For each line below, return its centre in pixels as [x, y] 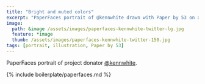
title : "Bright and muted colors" [50, 12]
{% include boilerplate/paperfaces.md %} [59, 74]
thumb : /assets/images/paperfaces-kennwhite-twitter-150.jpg [91, 40]
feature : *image [32, 34]
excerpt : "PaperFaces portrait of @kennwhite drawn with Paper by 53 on [101, 18]
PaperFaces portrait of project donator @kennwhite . [72, 63]
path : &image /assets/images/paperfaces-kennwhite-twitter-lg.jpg [98, 29]
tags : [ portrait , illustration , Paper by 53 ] [65, 46]
